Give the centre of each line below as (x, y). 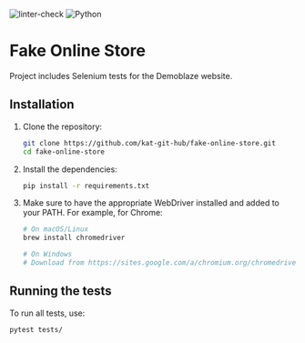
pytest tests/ (36, 329)
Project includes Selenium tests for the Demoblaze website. (121, 76)
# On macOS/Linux (56, 229)
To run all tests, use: (47, 313)
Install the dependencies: (70, 169)
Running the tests (61, 291)
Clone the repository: (62, 126)
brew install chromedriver (74, 238)
